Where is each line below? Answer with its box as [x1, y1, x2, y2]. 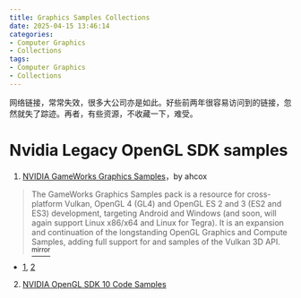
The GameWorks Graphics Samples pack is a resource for [30, 189, 245, 200]
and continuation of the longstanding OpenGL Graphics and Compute [30, 226, 288, 237]
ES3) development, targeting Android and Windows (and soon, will [30, 208, 278, 218]
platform [30, 198, 63, 209]
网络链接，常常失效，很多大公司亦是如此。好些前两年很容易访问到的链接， [9, 97, 284, 107]
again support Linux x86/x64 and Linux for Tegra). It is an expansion [30, 217, 285, 228]
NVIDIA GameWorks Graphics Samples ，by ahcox [21, 171, 208, 182]
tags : [9, 55, 30, 64]
